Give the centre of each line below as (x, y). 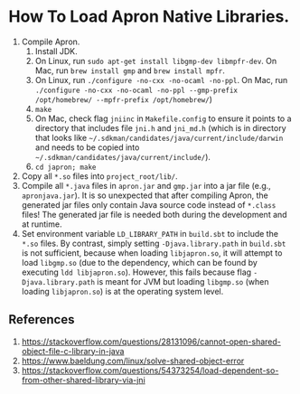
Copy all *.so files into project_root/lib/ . (99, 176)
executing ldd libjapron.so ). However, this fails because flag (136, 272)
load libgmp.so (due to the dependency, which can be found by (140, 262)
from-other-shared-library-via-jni (83, 380)
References (42, 319)
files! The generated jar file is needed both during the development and (154, 214)
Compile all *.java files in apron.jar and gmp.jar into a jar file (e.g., (146, 185)
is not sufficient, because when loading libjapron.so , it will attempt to (152, 253)
